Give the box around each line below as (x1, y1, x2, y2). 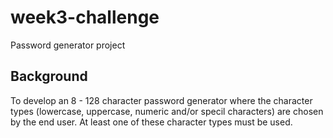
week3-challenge (10, 6, 160, 29)
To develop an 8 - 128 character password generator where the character (10, 94, 313, 106)
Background (10, 68, 88, 85)
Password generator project (10, 39, 126, 51)
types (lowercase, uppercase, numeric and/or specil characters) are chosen (10, 105, 324, 117)
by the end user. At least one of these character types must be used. (10, 116, 293, 128)
